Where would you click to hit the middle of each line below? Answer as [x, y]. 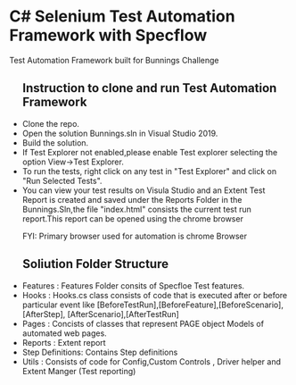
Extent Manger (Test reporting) [79, 371]
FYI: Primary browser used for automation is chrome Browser [135, 236]
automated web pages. [64, 333]
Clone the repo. [51, 123]
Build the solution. [55, 142]
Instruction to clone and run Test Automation [149, 88]
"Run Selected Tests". [62, 180]
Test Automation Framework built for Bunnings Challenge [114, 60]
